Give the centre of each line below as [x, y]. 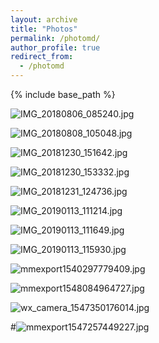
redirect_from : [42, 57]
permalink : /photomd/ [55, 38]
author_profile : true [55, 47]
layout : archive [44, 19]
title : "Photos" [44, 29]
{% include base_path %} [63, 94]
